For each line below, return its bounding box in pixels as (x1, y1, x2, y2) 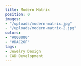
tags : (5, 44, 16, 49)
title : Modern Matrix (5, 7, 50, 12)
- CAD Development (5, 53, 43, 59)
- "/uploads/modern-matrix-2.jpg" (5, 26, 77, 31)
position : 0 (5, 12, 30, 17)
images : (5, 16, 21, 21)
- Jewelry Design (5, 49, 41, 54)
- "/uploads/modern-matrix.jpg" (5, 21, 72, 26)
